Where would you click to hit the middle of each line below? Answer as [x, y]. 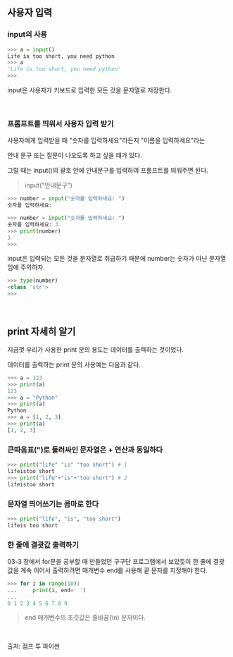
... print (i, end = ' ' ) [47, 590]
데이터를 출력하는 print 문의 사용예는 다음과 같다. [74, 364]
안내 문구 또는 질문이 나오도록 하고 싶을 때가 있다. [75, 155]
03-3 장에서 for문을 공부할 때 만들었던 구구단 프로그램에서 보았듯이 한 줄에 [109, 561]
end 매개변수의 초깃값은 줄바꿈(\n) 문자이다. [85, 618]
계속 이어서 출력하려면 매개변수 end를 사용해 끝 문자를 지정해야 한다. [114, 570]
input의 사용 [27, 35]
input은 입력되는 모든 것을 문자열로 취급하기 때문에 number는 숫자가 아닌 [107, 259]
